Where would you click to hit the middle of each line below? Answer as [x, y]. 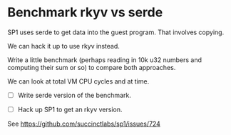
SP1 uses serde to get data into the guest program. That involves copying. [116, 32]
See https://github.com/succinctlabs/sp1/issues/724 [84, 124]
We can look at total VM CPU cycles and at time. [78, 81]
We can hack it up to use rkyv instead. [63, 46]
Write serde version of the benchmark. [75, 95]
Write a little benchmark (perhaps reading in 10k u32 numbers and [104, 60]
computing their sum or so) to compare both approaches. [92, 67]
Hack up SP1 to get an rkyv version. [70, 109]
